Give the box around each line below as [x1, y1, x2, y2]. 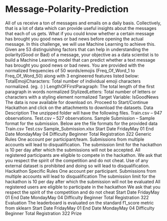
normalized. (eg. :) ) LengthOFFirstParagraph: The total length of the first [5, 83, 155, 89]
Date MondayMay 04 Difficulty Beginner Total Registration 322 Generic [5, 131, 152, 137]
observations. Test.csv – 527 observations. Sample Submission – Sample [5, 115, 155, 121]
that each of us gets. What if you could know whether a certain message [5, 30, 155, 36]
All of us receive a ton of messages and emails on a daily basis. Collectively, [5, 20, 162, 26]
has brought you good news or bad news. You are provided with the [5, 62, 145, 68]
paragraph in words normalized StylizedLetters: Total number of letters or [5, 89, 156, 95]
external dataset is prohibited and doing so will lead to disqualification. [5, 163, 150, 169]
